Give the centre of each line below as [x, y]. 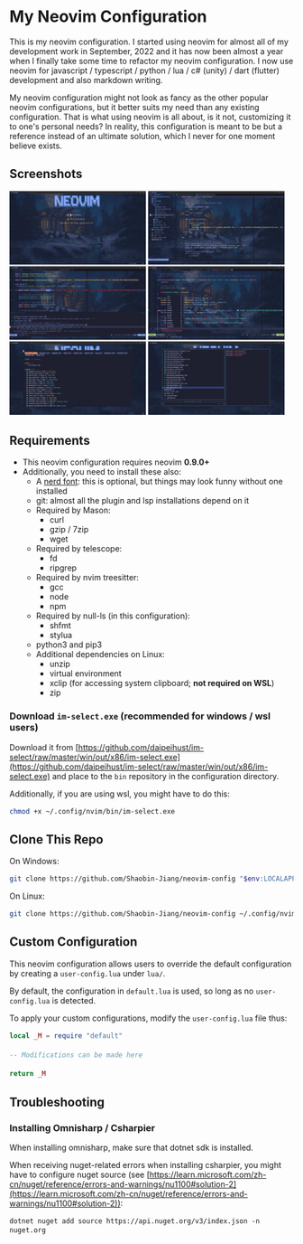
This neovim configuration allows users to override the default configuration [151, 964]
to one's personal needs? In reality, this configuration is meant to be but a [146, 126]
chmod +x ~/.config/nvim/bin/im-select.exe [92, 811]
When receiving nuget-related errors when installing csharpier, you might [145, 1164]
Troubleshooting [57, 1102]
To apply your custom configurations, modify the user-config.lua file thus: [148, 1018]
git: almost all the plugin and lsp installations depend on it [142, 501]
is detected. [74, 1000]
